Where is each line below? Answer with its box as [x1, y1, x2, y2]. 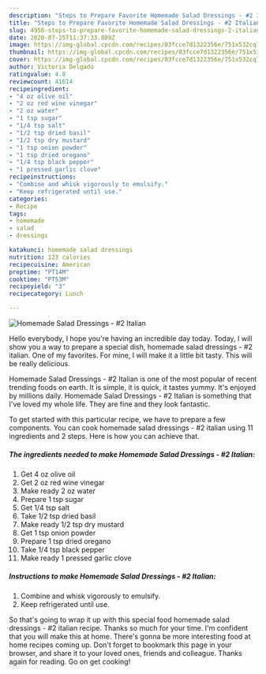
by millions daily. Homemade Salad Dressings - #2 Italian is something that [9, 391, 252, 400]
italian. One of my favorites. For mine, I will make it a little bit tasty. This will [9, 350, 253, 360]
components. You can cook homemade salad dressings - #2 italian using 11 [9, 423, 253, 432]
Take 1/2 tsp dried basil [20, 511, 96, 521]
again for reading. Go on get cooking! [9, 657, 131, 666]
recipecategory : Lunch [9, 290, 84, 298]
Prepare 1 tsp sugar [20, 494, 84, 504]
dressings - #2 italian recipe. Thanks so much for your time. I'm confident [9, 623, 249, 632]
